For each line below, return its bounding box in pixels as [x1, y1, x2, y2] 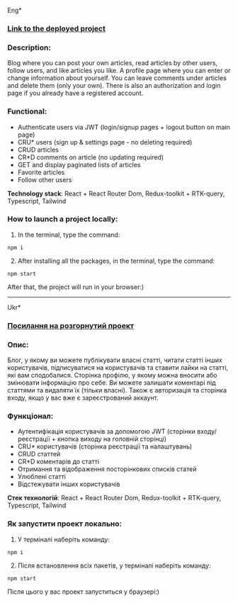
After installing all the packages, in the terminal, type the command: [17, 257, 215, 265]
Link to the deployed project [7, 23, 106, 33]
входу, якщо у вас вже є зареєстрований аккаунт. [7, 393, 159, 402]
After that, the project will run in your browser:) [7, 283, 144, 291]
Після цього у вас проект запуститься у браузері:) [7, 587, 160, 596]
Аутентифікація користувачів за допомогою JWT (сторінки [17, 427, 196, 436]
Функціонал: [7, 411, 54, 421]
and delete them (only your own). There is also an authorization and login [7, 81, 221, 90]
